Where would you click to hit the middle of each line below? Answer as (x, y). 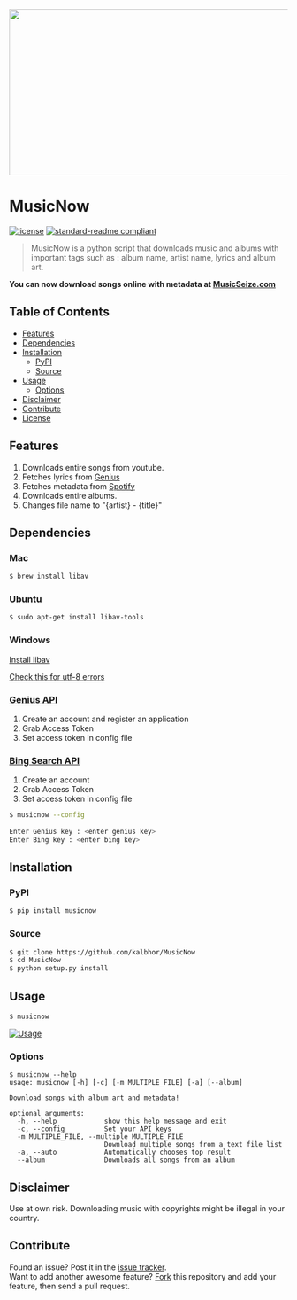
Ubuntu (26, 599)
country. (24, 1218)
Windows (30, 640)
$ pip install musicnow (53, 911)
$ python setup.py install (59, 969)
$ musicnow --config (47, 815)
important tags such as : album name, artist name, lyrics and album (153, 257)
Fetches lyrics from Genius (71, 477)
